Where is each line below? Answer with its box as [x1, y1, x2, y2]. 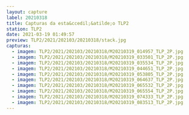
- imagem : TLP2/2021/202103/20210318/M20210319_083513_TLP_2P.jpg [12, 99, 184, 105]
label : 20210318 [6, 15, 47, 21]
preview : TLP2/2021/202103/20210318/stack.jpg [6, 37, 126, 43]
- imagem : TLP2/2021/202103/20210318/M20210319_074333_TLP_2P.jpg [12, 94, 184, 100]
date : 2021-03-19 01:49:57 [6, 32, 75, 38]
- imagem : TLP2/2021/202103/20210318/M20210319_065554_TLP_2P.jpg [12, 88, 184, 94]
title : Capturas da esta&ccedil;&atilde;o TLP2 [6, 20, 129, 26]
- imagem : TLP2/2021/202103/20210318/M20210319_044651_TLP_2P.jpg [12, 65, 184, 72]
